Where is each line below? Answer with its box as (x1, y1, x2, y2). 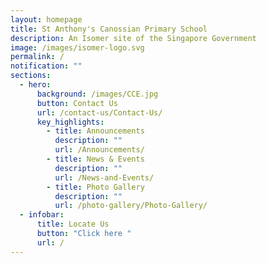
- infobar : (19, 210, 65, 220)
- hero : (19, 80, 52, 90)
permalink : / (10, 52, 65, 62)
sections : (10, 71, 52, 81)
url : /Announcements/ (54, 145, 145, 155)
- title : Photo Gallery (46, 182, 145, 192)
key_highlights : (36, 117, 105, 127)
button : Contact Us (36, 98, 118, 108)
